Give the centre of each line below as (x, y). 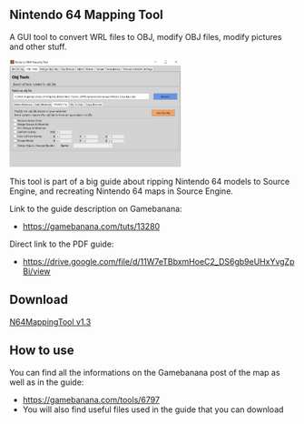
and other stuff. (38, 46)
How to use (42, 351)
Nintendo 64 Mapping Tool (86, 15)
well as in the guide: (47, 382)
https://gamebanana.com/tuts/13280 (91, 226)
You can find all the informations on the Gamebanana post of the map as (145, 372)
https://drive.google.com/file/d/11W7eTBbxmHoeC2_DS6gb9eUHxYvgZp (158, 262)
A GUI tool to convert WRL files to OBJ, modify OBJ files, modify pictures (146, 36)
